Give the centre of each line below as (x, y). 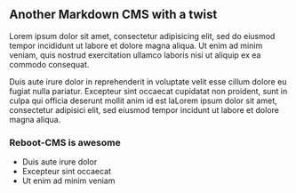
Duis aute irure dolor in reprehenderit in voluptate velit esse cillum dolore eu (148, 81)
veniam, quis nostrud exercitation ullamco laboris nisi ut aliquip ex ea (135, 55)
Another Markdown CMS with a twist (113, 15)
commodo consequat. (49, 64)
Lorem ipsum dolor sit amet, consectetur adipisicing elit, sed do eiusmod (142, 36)
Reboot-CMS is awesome (65, 142)
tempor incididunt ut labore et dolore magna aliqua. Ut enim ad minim (136, 45)
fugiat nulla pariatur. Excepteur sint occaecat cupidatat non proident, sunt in (148, 91)
